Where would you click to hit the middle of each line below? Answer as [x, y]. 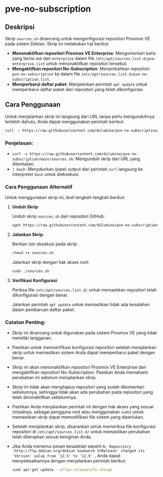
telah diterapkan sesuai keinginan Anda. [52, 437]
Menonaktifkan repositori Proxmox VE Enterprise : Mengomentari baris [84, 53]
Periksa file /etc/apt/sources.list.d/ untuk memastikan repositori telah [84, 290]
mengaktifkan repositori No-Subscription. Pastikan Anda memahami [80, 372]
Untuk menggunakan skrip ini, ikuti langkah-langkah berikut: [65, 198]
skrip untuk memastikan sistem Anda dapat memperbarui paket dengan [83, 353]
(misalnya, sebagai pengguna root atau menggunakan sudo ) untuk [78, 412]
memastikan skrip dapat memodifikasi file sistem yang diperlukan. [78, 417]
